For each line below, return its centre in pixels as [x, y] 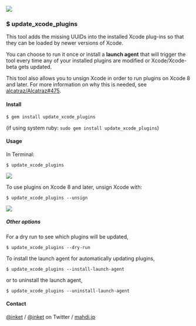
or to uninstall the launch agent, [44, 280]
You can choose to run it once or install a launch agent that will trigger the [96, 54]
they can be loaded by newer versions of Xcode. [65, 43]
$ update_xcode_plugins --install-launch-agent [65, 269]
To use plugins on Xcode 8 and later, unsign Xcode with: [74, 187]
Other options [23, 222]
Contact [16, 304]
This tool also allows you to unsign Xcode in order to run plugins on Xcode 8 [98, 78]
